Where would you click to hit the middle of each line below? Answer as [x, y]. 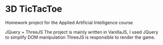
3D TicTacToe [34, 9]
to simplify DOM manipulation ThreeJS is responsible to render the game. [80, 37]
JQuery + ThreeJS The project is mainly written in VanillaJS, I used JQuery [82, 32]
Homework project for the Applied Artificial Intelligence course [69, 22]
